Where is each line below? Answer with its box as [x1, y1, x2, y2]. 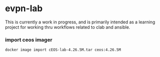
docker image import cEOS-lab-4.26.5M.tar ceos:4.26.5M [5, 47, 121, 53]
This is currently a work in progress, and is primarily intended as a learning [5, 19, 155, 25]
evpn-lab [5, 3, 43, 14]
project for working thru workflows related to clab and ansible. [5, 24, 130, 30]
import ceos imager [5, 36, 53, 43]
